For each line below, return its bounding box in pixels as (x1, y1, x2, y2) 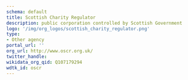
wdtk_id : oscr (6, 64, 42, 71)
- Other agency (6, 37, 45, 43)
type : (6, 31, 20, 37)
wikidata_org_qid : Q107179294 (6, 59, 83, 65)
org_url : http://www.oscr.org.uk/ (6, 48, 94, 54)
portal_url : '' (6, 43, 45, 49)
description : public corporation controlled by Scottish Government (6, 20, 183, 26)
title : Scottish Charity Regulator (6, 14, 96, 20)
